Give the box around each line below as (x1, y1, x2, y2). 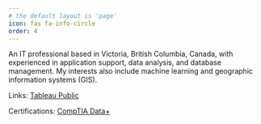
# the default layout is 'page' (8, 11, 117, 20)
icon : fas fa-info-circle (8, 19, 95, 28)
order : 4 (8, 27, 38, 35)
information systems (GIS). (8, 75, 98, 85)
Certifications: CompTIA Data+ (8, 106, 111, 116)
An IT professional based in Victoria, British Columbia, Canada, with (8, 49, 234, 59)
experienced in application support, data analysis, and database (8, 58, 222, 67)
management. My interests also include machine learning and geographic (8, 66, 253, 76)
